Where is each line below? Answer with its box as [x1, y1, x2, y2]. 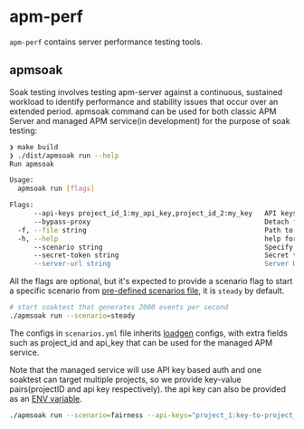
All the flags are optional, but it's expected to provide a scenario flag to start [9, 276, 293, 287]
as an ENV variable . [9, 393, 83, 404]
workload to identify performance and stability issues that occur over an [9, 96, 279, 107]
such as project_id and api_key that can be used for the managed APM [9, 337, 273, 348]
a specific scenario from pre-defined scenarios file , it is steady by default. [9, 285, 285, 296]
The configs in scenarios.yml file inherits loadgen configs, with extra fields [9, 328, 288, 338]
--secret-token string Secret [33, 251, 290, 260]
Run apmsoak [9, 159, 54, 168]
